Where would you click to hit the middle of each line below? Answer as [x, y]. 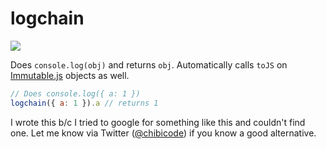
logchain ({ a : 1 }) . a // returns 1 [84, 103]
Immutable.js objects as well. [70, 75]
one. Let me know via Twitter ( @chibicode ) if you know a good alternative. [163, 133]
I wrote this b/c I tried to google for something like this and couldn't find [158, 122]
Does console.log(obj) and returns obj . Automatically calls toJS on [149, 64]
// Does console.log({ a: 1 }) [75, 93]
